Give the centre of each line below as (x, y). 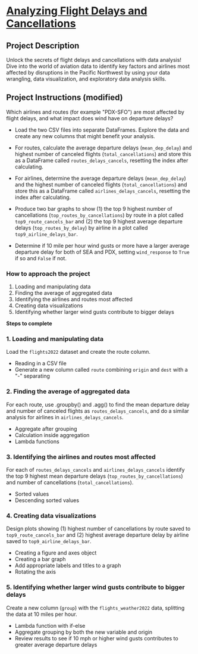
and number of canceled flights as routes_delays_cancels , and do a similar (98, 411)
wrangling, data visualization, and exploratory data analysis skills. (86, 79)
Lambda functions (37, 441)
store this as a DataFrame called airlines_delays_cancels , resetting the (102, 191)
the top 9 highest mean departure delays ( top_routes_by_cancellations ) (95, 476)
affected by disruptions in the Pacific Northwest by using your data (88, 72)
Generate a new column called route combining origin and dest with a (101, 370)
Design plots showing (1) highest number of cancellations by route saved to (98, 529)
